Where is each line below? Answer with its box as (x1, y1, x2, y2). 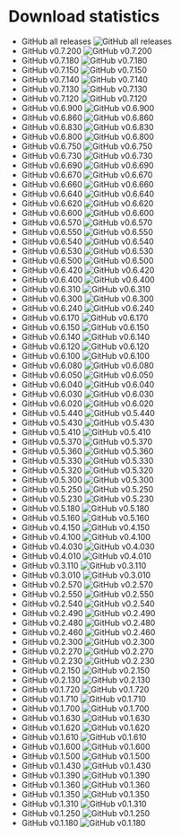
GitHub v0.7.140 (21, 74, 80, 84)
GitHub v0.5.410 (21, 426, 82, 437)
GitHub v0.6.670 (21, 169, 82, 180)
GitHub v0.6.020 (21, 397, 82, 409)
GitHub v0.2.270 (21, 646, 82, 657)
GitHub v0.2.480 (21, 617, 83, 628)
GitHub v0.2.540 (21, 598, 83, 609)
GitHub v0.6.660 (21, 179, 82, 189)
